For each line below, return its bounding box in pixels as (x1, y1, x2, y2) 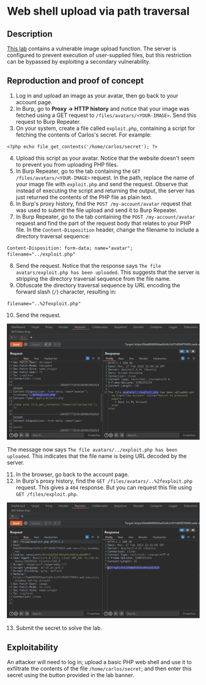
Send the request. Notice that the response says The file (15, 262, 161, 269)
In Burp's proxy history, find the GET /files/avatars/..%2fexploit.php (15, 477, 193, 485)
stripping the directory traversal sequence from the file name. (15, 274, 171, 282)
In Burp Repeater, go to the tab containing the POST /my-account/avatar (15, 213, 196, 220)
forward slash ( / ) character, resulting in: (15, 288, 117, 295)
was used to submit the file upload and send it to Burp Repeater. (15, 206, 178, 214)
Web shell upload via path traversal (7, 4, 190, 18)
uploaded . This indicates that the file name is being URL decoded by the (7, 452, 187, 460)
